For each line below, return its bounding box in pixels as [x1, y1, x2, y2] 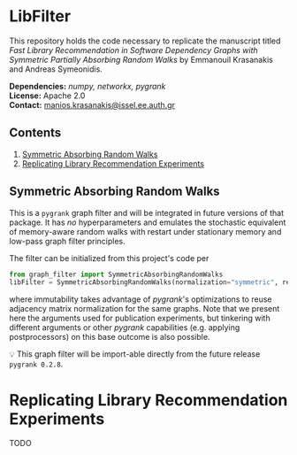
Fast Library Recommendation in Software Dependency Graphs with [9, 44, 258, 55]
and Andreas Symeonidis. [9, 64, 103, 74]
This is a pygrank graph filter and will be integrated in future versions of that [9, 207, 285, 218]
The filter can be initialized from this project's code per [9, 252, 209, 263]
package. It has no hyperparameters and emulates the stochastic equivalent [9, 217, 286, 227]
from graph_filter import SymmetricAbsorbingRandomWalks [9, 270, 224, 279]
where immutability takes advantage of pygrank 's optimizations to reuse [9, 294, 272, 305]
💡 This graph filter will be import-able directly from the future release [9, 349, 261, 359]
